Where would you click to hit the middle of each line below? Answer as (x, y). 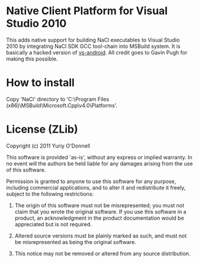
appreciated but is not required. (53, 224)
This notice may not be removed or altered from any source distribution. (102, 254)
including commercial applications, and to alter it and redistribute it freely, (96, 187)
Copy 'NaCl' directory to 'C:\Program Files (58, 99)
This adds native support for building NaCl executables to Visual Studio (93, 40)
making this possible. (32, 59)
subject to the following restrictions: (50, 194)
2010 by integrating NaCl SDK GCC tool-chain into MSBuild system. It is (93, 46)
